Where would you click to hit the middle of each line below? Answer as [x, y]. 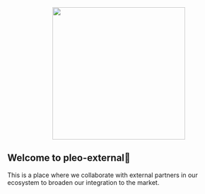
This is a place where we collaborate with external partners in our [102, 175]
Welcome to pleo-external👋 [69, 158]
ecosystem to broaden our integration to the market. [83, 182]
